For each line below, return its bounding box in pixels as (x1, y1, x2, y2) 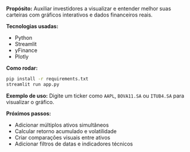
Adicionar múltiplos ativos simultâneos (14, 121, 110, 128)
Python (14, 34, 33, 41)
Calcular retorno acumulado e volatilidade (14, 127, 117, 135)
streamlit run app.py (6, 81, 60, 88)
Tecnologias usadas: (6, 23, 59, 30)
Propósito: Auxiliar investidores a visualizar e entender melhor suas (6, 5, 172, 12)
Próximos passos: (6, 109, 51, 117)
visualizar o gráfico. (6, 98, 54, 105)
